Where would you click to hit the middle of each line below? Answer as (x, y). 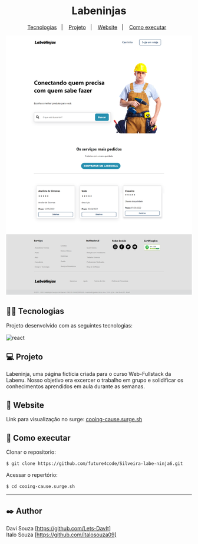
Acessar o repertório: (32, 475)
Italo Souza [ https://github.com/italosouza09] (61, 535)
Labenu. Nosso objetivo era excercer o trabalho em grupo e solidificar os (95, 380)
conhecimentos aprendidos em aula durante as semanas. (76, 386)
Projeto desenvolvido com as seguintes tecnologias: (69, 325)
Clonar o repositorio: (31, 452)
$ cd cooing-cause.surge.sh (41, 486)
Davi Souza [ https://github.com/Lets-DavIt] (58, 528)
